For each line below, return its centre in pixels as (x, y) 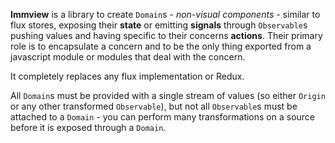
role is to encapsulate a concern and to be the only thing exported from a (161, 46)
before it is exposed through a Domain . (88, 127)
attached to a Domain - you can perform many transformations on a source (163, 117)
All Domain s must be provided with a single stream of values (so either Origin (168, 95)
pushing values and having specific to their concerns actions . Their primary (166, 35)
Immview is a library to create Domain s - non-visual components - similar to (165, 14)
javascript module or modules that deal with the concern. (128, 57)
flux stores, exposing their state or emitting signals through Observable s (159, 25)
